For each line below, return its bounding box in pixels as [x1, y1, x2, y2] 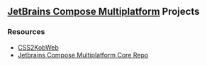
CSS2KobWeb [17, 43, 59, 52]
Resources [7, 27, 45, 37]
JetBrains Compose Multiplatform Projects [7, 6, 200, 18]
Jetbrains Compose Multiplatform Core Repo [17, 50, 149, 59]
